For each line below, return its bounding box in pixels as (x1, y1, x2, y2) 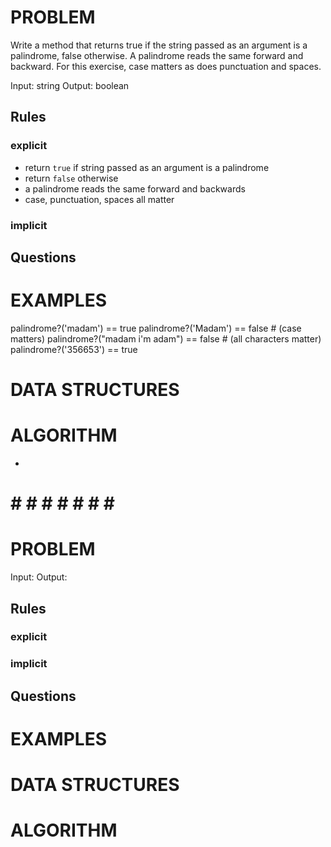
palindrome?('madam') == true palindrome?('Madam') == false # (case (10, 322, 302, 334)
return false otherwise (24, 172, 119, 184)
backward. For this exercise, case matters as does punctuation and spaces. (10, 60, 322, 72)
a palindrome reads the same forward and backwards (24, 182, 246, 195)
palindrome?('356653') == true (10, 343, 138, 355)
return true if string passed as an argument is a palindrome (24, 161, 270, 173)
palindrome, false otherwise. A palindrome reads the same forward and (10, 49, 304, 61)
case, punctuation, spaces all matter (24, 193, 175, 205)
